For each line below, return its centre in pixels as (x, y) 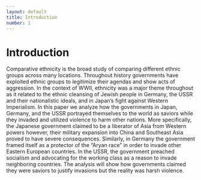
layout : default (26, 12)
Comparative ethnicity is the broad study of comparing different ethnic (94, 69)
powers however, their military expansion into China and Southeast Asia (95, 133)
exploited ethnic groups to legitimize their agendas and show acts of (91, 82)
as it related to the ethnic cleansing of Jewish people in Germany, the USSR (100, 94)
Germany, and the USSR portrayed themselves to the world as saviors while (100, 114)
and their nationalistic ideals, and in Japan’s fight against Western (87, 101)
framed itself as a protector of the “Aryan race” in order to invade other (94, 145)
